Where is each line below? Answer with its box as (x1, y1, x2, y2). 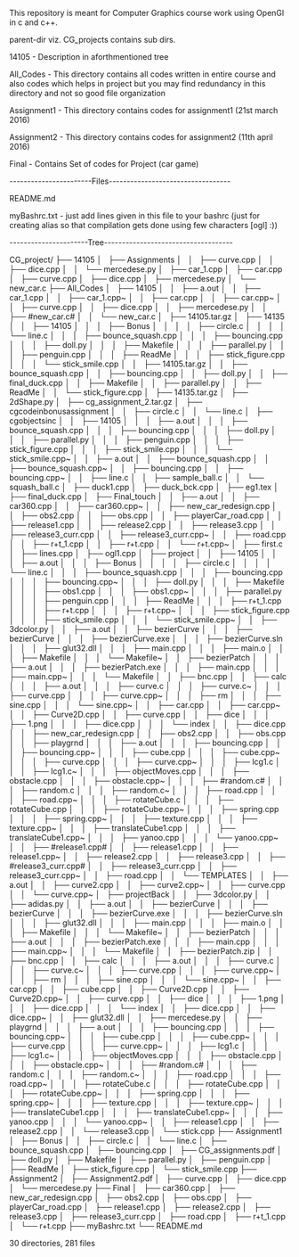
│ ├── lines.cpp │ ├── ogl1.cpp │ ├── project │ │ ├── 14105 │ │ (9, 548, 278, 558)
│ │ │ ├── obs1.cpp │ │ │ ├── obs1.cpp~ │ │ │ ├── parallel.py (9, 586, 282, 596)
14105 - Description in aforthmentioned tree (9, 52, 169, 62)
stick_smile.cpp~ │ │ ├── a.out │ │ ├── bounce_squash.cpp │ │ (9, 454, 270, 464)
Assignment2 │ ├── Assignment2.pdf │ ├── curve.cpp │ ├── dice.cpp (9, 1173, 287, 1184)
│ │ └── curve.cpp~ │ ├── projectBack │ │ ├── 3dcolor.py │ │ (9, 889, 271, 900)
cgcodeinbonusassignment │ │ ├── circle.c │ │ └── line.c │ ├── (9, 406, 273, 416)
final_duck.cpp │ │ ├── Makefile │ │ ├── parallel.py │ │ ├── (9, 378, 262, 388)
